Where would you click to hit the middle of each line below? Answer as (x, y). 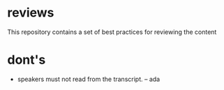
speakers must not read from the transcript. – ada (89, 79)
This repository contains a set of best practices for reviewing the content (112, 32)
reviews (31, 13)
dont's (27, 60)
